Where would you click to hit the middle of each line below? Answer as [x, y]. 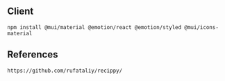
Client [20, 11]
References [33, 55]
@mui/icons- [201, 27]
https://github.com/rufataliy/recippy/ [65, 71]
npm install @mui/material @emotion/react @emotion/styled [94, 27]
